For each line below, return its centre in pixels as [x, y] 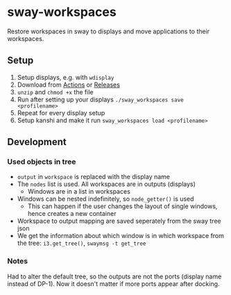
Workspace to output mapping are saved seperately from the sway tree [119, 221]
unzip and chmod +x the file [55, 92]
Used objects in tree [42, 162]
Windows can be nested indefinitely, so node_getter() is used [105, 199]
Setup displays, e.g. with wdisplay [66, 77]
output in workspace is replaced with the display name [94, 177]
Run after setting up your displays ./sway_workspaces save [100, 99]
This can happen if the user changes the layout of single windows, [122, 206]
